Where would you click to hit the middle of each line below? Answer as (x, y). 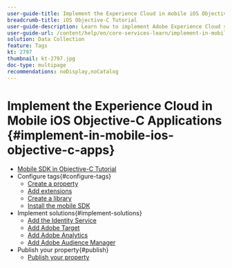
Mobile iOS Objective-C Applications (115, 120)
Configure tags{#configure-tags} (64, 177)
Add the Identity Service (62, 221)
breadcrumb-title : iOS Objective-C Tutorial (72, 20)
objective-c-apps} (61, 150)
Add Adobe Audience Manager (71, 242)
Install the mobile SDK (59, 206)
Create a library (50, 199)
